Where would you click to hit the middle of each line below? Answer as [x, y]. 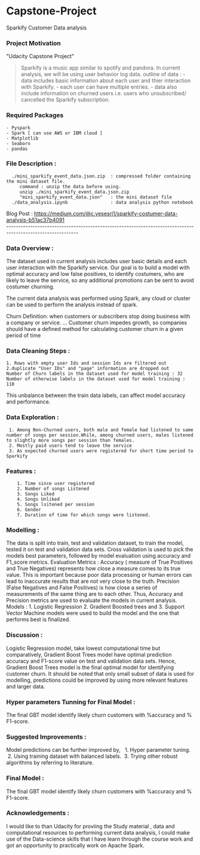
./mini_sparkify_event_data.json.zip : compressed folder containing [101, 176]
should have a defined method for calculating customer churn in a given [95, 329]
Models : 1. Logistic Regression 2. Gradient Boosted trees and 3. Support [96, 607]
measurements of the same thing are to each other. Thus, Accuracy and [95, 594]
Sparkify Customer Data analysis [47, 28]
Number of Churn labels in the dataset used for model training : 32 [95, 374]
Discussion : [24, 635]
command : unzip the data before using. [70, 186]
